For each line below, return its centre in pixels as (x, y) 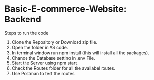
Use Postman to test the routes (43, 73)
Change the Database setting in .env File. (53, 58)
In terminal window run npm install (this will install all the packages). (80, 53)
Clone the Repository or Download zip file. (54, 42)
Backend (23, 19)
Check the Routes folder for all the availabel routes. (64, 68)
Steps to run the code (26, 33)
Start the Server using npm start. (45, 63)
